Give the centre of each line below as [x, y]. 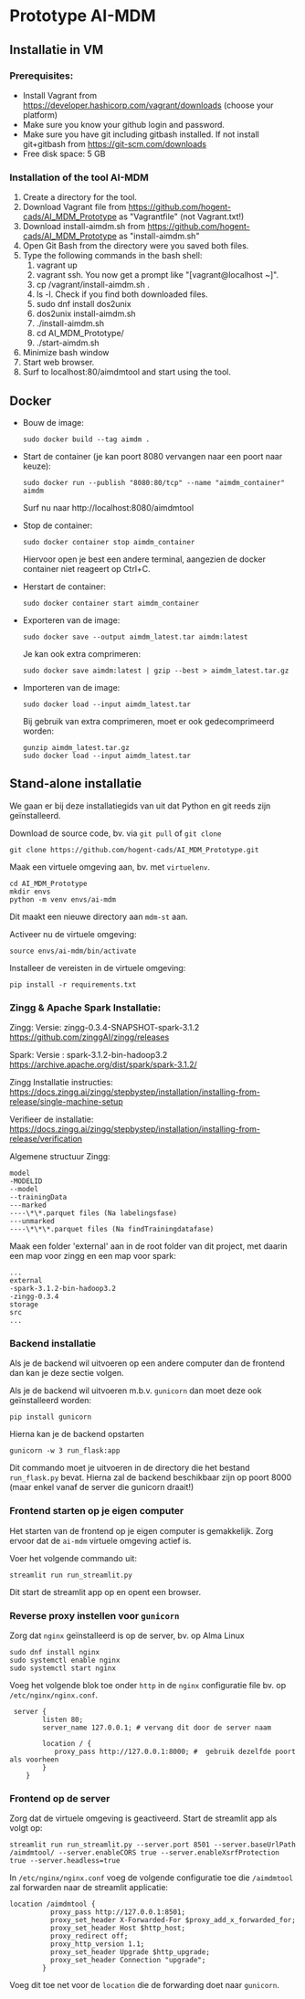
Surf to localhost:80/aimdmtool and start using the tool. [126, 372]
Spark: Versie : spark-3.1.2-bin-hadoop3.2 [89, 1055]
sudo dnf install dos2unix [84, 304]
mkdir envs [30, 892]
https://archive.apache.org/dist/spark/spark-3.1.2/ [104, 1064]
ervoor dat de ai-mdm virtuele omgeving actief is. [100, 1540]
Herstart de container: [64, 587]
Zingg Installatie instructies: [61, 1083]
